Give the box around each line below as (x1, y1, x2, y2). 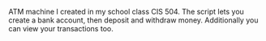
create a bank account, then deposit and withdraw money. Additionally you (8, 15, 259, 25)
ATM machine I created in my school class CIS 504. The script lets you (8, 7, 245, 16)
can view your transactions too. (8, 24, 114, 33)
